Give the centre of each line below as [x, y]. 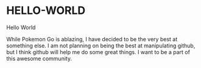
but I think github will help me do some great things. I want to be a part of [98, 52]
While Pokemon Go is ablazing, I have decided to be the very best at [92, 39]
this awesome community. [39, 58]
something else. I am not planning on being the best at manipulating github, [101, 46]
